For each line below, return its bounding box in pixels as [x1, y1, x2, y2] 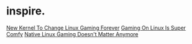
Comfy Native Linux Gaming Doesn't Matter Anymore [6, 30, 139, 37]
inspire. [6, 4, 45, 18]
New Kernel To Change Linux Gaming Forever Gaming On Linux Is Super [6, 24, 186, 31]
